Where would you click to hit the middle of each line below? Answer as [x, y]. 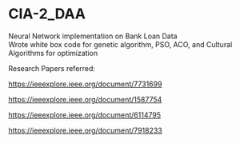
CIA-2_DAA [47, 14]
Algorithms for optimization [53, 53]
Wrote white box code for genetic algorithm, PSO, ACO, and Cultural [120, 44]
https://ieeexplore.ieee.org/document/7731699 [85, 84]
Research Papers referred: [52, 68]
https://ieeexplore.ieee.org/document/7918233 [85, 130]
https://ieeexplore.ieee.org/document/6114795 [85, 115]
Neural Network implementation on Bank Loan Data [93, 36]
